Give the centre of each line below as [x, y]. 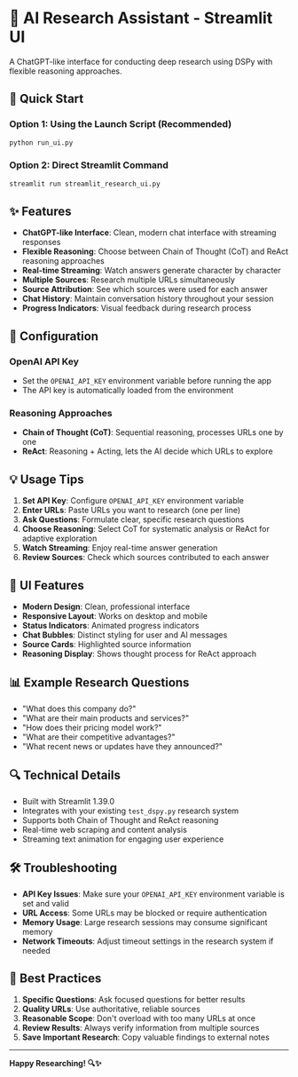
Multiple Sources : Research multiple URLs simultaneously [128, 280]
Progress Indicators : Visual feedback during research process [137, 308]
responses [41, 242]
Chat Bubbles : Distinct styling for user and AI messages [125, 635]
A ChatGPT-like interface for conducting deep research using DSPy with [141, 61]
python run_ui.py [41, 143]
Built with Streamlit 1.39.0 [68, 801]
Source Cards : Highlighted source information [106, 645]
